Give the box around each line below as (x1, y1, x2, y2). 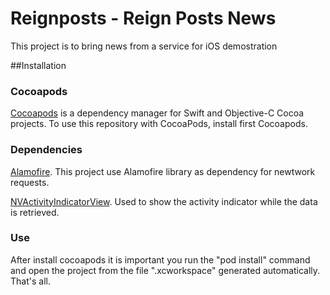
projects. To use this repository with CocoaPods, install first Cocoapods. (10, 118, 308, 130)
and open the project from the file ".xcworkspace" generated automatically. (10, 264, 321, 276)
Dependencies (10, 143, 83, 157)
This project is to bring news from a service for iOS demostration (10, 40, 278, 52)
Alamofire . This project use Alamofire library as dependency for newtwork (10, 165, 316, 177)
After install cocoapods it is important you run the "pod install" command (10, 253, 311, 266)
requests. (10, 176, 50, 188)
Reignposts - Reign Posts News (10, 7, 277, 30)
